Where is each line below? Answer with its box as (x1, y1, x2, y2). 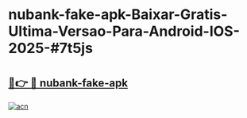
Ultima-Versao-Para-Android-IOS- (8, 22, 241, 40)
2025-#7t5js (8, 40, 94, 57)
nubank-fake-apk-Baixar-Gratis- (8, 6, 228, 24)
